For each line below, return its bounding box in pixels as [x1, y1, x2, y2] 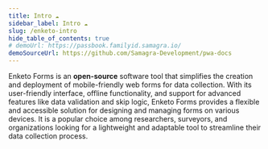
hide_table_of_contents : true [8, 34, 110, 43]
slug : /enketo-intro [8, 27, 78, 35]
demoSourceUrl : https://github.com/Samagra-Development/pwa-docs [8, 49, 232, 57]
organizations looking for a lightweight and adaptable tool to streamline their [8, 122, 262, 132]
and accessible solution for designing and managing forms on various [8, 106, 240, 115]
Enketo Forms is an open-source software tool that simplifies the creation [8, 72, 254, 81]
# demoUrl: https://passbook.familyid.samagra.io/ [8, 42, 182, 50]
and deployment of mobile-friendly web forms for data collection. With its [8, 80, 252, 89]
